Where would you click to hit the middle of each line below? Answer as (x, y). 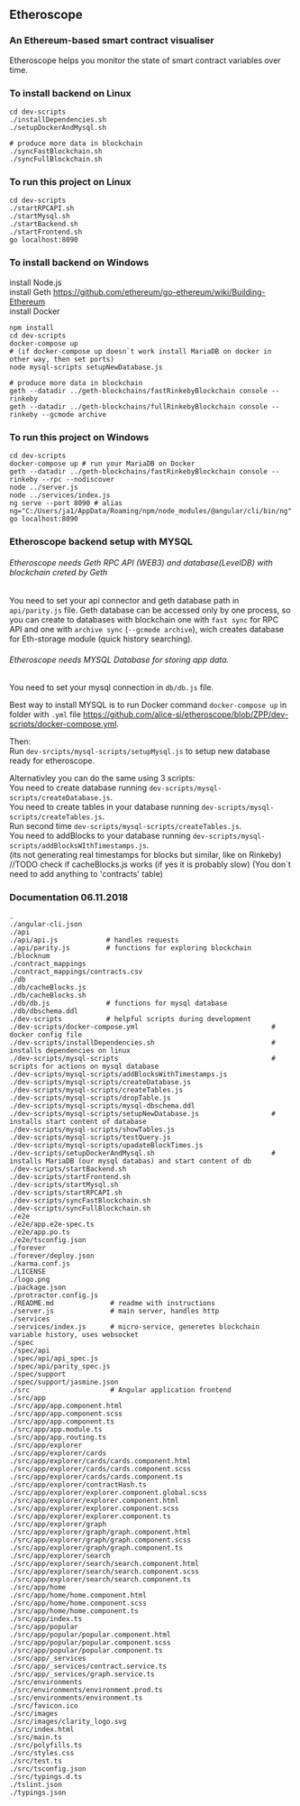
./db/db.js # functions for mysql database (118, 1003)
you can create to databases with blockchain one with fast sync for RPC (144, 620)
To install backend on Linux (71, 93)
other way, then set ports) (62, 359)
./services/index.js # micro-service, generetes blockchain (134, 1327)
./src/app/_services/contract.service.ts (88, 1666)
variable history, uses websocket (74, 1334)
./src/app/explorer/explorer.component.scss (94, 1508)
